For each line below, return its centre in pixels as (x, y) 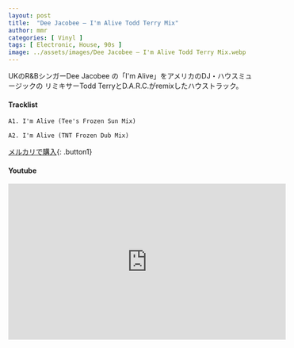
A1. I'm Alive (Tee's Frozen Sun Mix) (72, 121)
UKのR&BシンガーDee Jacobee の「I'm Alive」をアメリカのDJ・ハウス (124, 76)
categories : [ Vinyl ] (46, 38)
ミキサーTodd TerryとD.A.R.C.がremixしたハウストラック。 (147, 86)
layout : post (30, 15)
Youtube (23, 170)
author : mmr (28, 30)
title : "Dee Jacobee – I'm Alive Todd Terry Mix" (94, 23)
